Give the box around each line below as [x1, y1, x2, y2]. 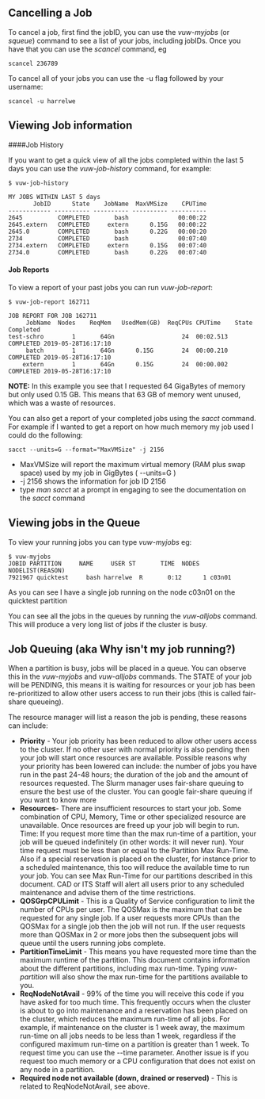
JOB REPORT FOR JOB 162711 [8, 312, 97, 320]
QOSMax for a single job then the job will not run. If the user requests [19, 921, 246, 931]
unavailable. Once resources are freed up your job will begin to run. [19, 821, 240, 830]
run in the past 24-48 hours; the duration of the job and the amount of [19, 770, 248, 779]
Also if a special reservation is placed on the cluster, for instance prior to [19, 854, 256, 863]
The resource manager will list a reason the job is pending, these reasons [8, 713, 248, 722]
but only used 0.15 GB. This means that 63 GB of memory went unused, [8, 389, 241, 399]
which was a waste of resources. [8, 398, 116, 408]
